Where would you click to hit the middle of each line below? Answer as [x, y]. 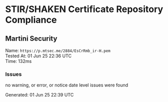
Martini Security [31, 38]
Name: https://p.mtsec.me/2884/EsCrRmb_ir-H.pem [58, 50]
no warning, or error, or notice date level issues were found [67, 85]
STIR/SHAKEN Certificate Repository [84, 9]
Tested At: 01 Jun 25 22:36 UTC [38, 56]
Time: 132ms [18, 61]
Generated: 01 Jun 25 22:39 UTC [40, 95]
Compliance [31, 20]
